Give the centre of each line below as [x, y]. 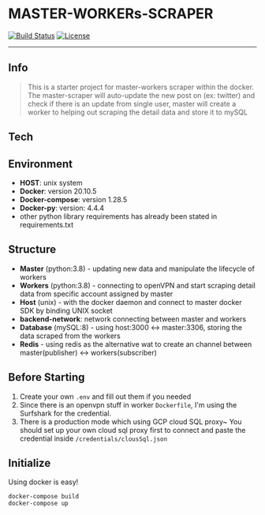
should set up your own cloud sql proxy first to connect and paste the [132, 430]
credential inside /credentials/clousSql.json [93, 438]
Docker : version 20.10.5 [58, 191]
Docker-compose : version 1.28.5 [73, 199]
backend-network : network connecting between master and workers [133, 319]
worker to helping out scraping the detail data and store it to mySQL [138, 112]
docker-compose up [38, 504]
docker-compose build [44, 497]
